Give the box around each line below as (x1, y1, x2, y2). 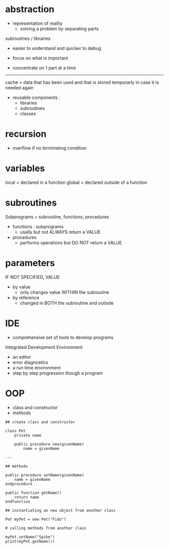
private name (14, 433, 42, 438)
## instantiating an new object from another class (5, 508, 116, 513)
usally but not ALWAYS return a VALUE (20, 229, 101, 235)
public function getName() (5, 490, 62, 495)
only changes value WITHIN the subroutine (20, 289, 109, 295)
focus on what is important (12, 55, 68, 61)
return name (14, 494, 39, 500)
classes (20, 110, 36, 117)
